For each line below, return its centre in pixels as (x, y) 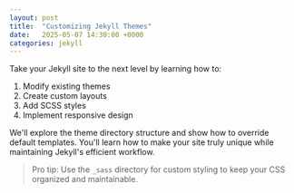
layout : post (34, 18)
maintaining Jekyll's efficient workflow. (82, 152)
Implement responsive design (78, 115)
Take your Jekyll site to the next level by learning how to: (116, 69)
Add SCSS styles (54, 106)
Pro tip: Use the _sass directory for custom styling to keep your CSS (158, 169)
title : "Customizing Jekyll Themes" (81, 26)
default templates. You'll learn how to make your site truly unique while (142, 142)
